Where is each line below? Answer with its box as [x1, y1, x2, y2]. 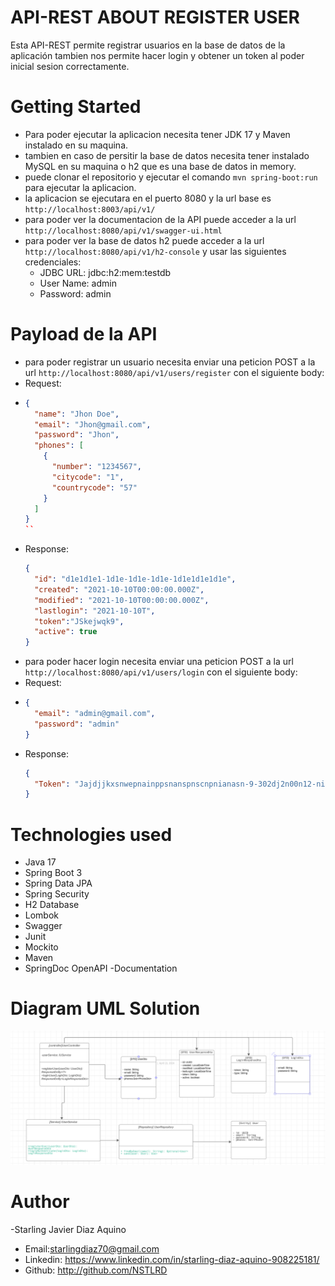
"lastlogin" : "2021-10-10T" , [34, 606, 156, 616]
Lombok [24, 909, 60, 921]
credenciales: [24, 256, 82, 268]
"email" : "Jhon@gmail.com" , [34, 419, 152, 430]
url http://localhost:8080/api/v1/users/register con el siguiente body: [24, 366, 325, 378]
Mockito [24, 941, 59, 953]
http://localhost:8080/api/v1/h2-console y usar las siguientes [24, 245, 287, 257]
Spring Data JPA [24, 877, 93, 890]
